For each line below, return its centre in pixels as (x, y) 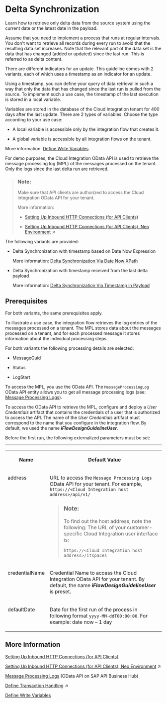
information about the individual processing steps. (56, 339)
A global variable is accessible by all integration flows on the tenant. (82, 139)
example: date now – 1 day (81, 622)
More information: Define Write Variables (47, 148)
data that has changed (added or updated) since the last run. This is (75, 54)
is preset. (60, 592)
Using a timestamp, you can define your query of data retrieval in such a (79, 84)
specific (73, 533)
